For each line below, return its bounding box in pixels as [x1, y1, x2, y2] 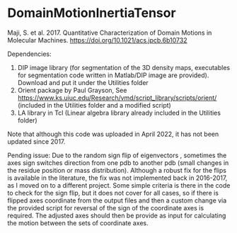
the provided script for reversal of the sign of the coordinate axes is [7, 203, 204, 212]
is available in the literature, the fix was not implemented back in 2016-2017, [7, 174, 228, 182]
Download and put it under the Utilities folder [17, 78, 149, 86]
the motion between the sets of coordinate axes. [7, 218, 149, 227]
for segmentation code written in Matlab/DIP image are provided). [17, 71, 209, 79]
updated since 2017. [7, 137, 66, 146]
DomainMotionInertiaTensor [7, 5, 176, 21]
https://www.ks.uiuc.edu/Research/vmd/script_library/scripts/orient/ [17, 93, 217, 102]
